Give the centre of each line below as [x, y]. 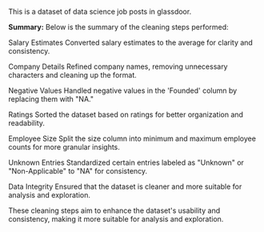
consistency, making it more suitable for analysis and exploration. [116, 219]
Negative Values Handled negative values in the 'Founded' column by [123, 90]
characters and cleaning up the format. [73, 75]
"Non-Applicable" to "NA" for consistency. [78, 171]
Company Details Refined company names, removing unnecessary [118, 66]
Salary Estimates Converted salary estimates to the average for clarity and [131, 42]
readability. [27, 123]
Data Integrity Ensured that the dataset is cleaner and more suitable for [125, 186]
